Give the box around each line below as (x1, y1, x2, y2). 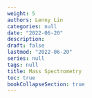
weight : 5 (7, 10, 36, 17)
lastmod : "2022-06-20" (7, 49, 73, 56)
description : (7, 36, 45, 43)
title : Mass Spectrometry (7, 68, 82, 75)
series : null (7, 55, 45, 62)
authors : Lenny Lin (7, 17, 64, 23)
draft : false (7, 42, 45, 49)
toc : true (7, 74, 36, 81)
